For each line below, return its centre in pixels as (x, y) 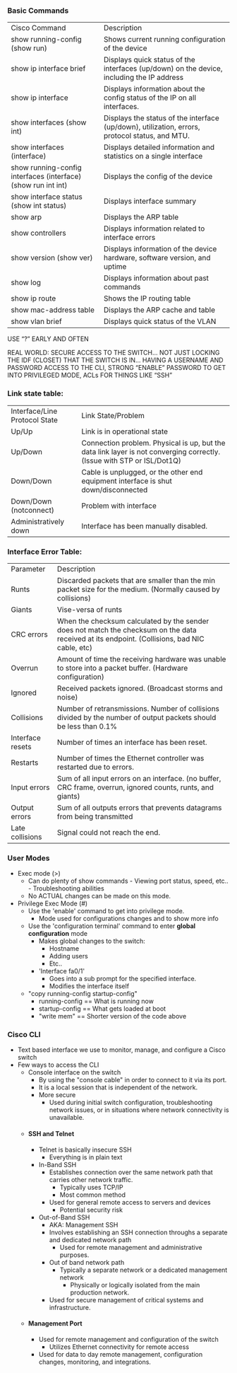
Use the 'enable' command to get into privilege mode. (106, 911)
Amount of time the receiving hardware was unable (141, 659)
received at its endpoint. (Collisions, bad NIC (130, 639)
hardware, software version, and (157, 258)
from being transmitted (95, 816)
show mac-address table (53, 310)
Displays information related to (154, 228)
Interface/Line (34, 411)
